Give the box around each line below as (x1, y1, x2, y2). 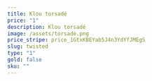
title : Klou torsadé (7, 10, 68, 18)
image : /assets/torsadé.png (7, 30, 90, 37)
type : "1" (7, 50, 36, 57)
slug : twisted (7, 43, 49, 50)
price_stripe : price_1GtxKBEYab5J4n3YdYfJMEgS (7, 37, 146, 44)
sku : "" (7, 63, 30, 70)
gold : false (7, 56, 42, 63)
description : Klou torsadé (7, 23, 86, 30)
